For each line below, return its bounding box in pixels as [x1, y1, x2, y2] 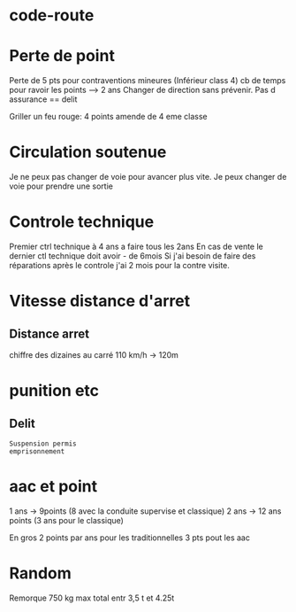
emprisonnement [9, 447, 65, 456]
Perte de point [9, 46, 115, 66]
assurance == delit [9, 94, 78, 105]
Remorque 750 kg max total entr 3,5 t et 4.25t [9, 593, 175, 603]
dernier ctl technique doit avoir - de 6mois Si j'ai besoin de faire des [9, 251, 256, 261]
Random [9, 563, 72, 584]
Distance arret [9, 326, 90, 341]
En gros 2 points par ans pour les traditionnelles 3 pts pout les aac [9, 532, 250, 543]
